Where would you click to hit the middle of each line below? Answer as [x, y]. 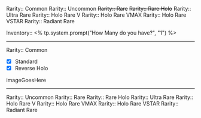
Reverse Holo [31, 69]
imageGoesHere [26, 80]
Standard [26, 61]
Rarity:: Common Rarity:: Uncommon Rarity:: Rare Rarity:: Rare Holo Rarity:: [99, 9]
